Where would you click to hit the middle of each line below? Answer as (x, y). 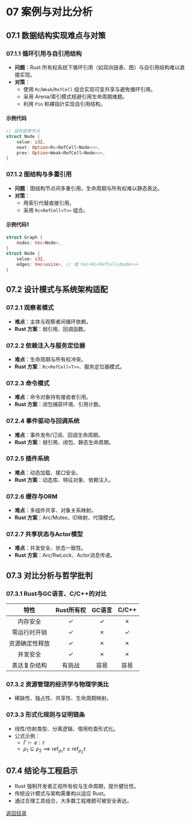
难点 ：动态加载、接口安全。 (48, 472)
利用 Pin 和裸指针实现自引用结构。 (64, 103)
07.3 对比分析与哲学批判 (49, 576)
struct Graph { (24, 237)
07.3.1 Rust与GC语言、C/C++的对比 (56, 593)
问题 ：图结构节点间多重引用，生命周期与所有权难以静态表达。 (89, 188)
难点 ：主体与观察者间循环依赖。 (53, 322)
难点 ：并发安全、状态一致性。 (50, 548)
